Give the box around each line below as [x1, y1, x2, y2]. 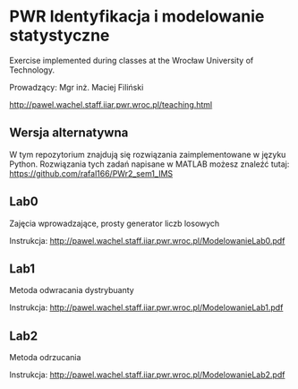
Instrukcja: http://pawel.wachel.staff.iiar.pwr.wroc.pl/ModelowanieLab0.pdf [9, 235, 285, 246]
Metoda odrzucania [9, 352, 81, 363]
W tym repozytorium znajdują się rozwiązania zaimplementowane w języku [9, 149, 286, 160]
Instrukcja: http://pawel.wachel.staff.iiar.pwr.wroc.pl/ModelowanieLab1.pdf [9, 302, 284, 313]
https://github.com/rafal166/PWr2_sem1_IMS [9, 168, 174, 178]
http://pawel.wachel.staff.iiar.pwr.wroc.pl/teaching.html [9, 99, 213, 109]
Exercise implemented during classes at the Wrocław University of [9, 55, 254, 65]
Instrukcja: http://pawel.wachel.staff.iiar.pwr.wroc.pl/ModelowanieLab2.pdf [9, 369, 285, 380]
